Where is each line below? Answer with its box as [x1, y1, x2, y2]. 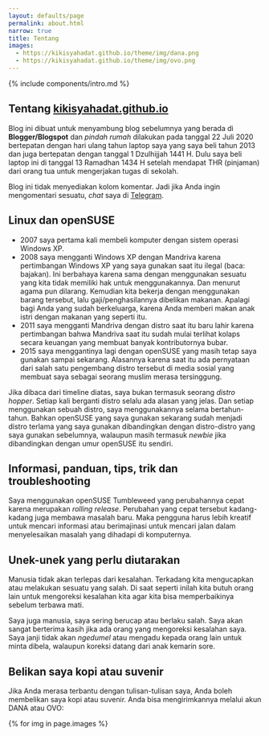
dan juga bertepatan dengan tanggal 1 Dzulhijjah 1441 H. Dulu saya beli [8, 149, 243, 158]
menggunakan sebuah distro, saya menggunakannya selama [8, 404, 210, 414]
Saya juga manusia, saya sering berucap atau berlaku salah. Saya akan [8, 616, 243, 626]
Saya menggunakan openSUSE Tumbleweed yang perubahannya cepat [8, 495, 245, 505]
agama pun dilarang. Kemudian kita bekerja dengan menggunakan [19, 286, 240, 296]
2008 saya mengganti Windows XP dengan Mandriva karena [19, 252, 221, 261]
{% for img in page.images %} [8, 718, 108, 728]
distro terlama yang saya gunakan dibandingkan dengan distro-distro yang [8, 421, 255, 431]
